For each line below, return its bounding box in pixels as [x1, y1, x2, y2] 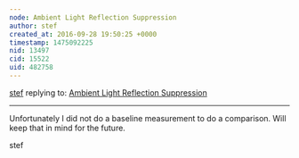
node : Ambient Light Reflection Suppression [9, 12, 177, 22]
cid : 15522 [9, 54, 50, 63]
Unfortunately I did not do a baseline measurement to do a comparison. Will [9, 112, 287, 123]
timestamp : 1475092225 [9, 37, 93, 47]
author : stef [9, 21, 58, 30]
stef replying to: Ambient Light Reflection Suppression [9, 87, 207, 98]
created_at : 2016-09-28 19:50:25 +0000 [9, 29, 158, 38]
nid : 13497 [9, 46, 50, 55]
